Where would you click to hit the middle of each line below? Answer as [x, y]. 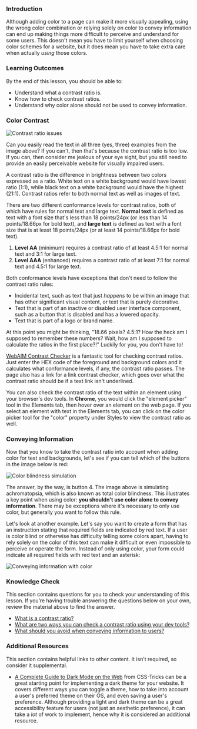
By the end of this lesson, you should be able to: [64, 81]
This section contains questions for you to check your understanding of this [98, 595]
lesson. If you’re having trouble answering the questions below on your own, [98, 601]
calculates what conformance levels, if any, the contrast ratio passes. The [96, 368]
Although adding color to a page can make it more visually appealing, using [97, 22]
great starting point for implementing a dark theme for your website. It [99, 683]
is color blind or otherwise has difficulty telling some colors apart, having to [97, 536]
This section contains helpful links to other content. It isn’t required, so [91, 659]
